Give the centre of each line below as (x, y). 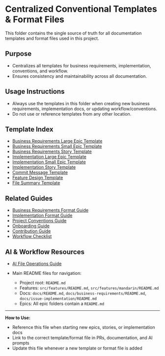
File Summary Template (36, 183)
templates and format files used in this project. (52, 38)
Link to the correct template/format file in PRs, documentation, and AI (82, 338)
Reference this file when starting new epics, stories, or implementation (83, 327)
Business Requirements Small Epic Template (57, 147)
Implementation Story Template (44, 167)
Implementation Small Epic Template (49, 162)
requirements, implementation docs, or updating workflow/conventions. (85, 109)
